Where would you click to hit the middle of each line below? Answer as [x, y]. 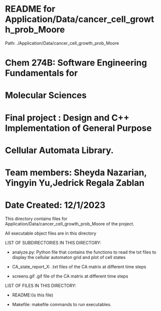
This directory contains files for [36, 219]
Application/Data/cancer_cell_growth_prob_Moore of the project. [70, 224]
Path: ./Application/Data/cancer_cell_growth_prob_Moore [62, 43]
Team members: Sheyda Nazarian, [76, 173]
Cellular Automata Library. [59, 150]
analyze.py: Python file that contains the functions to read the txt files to [84, 252]
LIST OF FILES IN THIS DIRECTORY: [41, 285]
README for [30, 9]
